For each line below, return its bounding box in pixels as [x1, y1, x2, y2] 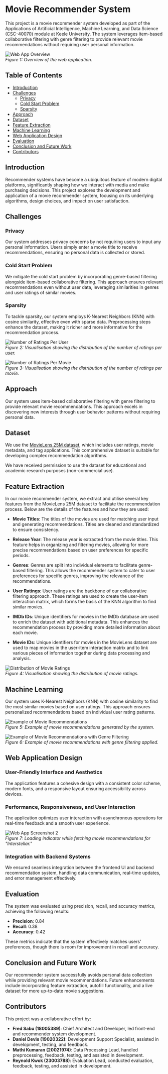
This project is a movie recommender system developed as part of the [5, 20, 150, 26]
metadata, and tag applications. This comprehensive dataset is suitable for [5, 447, 159, 453]
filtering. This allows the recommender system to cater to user [27, 568, 155, 574]
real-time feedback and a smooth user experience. [5, 820, 110, 826]
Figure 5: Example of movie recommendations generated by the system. [5, 724, 154, 730]
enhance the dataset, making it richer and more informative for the [5, 324, 143, 330]
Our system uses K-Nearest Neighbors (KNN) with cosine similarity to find [5, 698, 158, 704]
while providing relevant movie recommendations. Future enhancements [5, 977, 154, 983]
